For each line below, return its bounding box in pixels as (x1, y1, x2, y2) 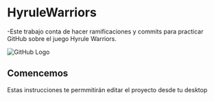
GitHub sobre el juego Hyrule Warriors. (7, 34, 117, 42)
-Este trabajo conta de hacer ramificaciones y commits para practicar (7, 27, 204, 35)
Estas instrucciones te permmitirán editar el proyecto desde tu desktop (7, 85, 208, 93)
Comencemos (7, 68, 69, 79)
